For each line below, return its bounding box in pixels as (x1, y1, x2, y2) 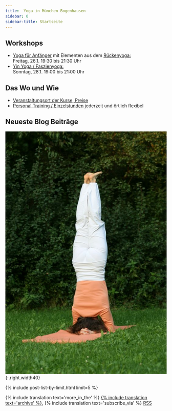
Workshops (5, 38, 44, 47)
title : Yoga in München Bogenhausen (5, 8, 86, 13)
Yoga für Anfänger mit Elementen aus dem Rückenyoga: (12, 52, 132, 58)
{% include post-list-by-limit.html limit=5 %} (5, 385, 98, 391)
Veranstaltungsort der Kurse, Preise (12, 97, 89, 103)
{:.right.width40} (5, 375, 40, 381)
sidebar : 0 (5, 13, 29, 19)
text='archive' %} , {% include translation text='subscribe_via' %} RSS (5, 400, 152, 406)
